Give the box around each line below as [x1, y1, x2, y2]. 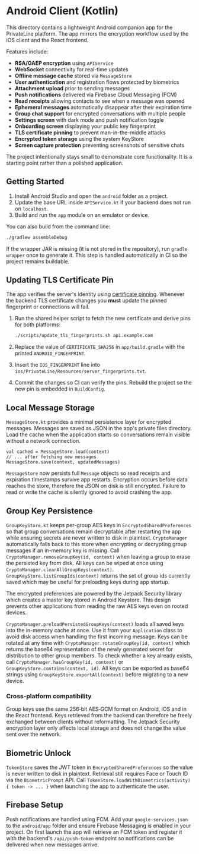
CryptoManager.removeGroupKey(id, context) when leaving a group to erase [6, 553, 191, 560]
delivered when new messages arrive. [6, 841, 99, 848]
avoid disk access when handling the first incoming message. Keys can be [6, 633, 188, 640]
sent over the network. [6, 731, 62, 738]
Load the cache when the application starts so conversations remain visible [6, 431, 191, 438]
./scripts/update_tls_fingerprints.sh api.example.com [14, 333, 153, 339]
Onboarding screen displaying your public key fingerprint [14, 122, 156, 130]
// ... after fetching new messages [6, 454, 97, 460]
